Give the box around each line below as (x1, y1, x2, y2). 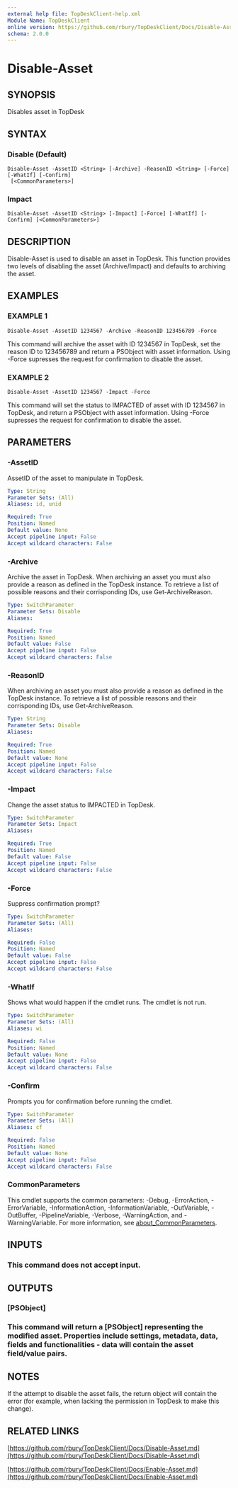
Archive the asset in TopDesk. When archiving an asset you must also (7, 573, 211, 581)
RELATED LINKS (7, 1425, 79, 1437)
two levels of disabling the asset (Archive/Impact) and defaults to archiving (7, 262, 227, 271)
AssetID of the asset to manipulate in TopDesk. (7, 474, 144, 482)
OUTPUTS (7, 1282, 53, 1294)
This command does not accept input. (7, 1260, 141, 1270)
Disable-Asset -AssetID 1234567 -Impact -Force (7, 389, 151, 396)
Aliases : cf (7, 1124, 42, 1131)
